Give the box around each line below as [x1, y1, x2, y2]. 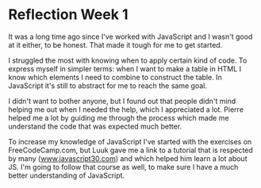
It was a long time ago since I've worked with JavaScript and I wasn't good [8, 32, 253, 41]
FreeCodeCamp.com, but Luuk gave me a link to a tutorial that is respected [8, 145, 254, 155]
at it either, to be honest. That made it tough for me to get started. [8, 40, 223, 49]
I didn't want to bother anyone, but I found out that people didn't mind [8, 96, 236, 106]
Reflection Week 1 [8, 6, 129, 24]
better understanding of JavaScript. [8, 171, 125, 180]
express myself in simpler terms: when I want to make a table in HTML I [8, 63, 242, 73]
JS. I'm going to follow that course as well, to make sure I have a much [8, 162, 239, 171]
